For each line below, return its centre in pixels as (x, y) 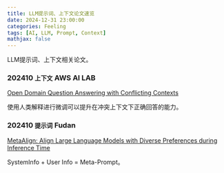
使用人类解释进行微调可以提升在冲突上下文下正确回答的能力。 (95, 107)
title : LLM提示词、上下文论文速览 (51, 13)
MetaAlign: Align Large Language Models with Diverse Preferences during (112, 140)
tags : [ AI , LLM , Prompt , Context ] (57, 33)
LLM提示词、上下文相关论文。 (50, 60)
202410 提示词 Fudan (41, 125)
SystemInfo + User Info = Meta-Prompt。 (65, 162)
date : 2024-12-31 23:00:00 (46, 20)
